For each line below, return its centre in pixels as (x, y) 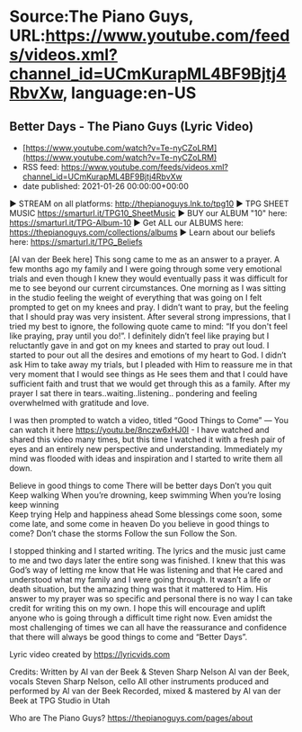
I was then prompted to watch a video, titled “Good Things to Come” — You (149, 420)
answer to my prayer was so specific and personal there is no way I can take (151, 599)
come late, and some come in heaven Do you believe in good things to (139, 524)
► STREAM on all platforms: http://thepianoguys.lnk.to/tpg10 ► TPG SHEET (149, 203)
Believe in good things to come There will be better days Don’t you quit (141, 485)
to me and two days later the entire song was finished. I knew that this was (147, 560)
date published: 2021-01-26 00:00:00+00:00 (105, 186)
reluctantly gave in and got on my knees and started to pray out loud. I (139, 345)
